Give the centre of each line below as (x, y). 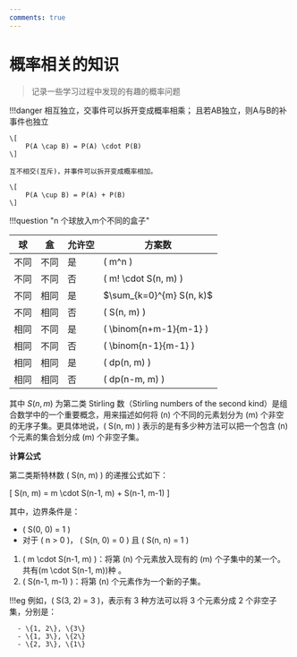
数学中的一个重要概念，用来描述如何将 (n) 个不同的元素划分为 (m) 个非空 (150, 414)
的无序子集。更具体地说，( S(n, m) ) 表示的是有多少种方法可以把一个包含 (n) (149, 425)
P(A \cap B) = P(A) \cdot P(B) (84, 146)
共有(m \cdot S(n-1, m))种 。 (74, 570)
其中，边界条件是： (45, 511)
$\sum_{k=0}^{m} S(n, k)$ (158, 294)
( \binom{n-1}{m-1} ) (149, 346)
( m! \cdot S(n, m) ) (143, 278)
